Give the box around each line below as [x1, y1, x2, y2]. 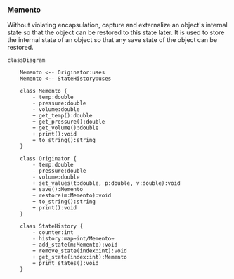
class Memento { [20, 88, 68, 95]
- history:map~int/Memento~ [32, 235, 115, 242]
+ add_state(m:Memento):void [32, 241, 118, 249]
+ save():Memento [32, 186, 83, 193]
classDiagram [7, 57, 46, 64]
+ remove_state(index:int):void [32, 247, 128, 254]
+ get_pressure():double [32, 118, 105, 126]
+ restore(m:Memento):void [32, 192, 112, 200]
